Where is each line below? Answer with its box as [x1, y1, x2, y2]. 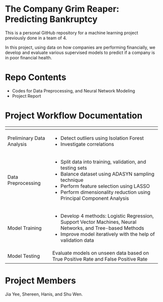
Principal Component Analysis [60, 195, 130, 201]
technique [60, 177, 83, 183]
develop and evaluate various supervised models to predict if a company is [5, 50, 155, 55]
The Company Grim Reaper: [5, 3, 120, 15]
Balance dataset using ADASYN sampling [60, 170, 155, 177]
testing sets [60, 164, 87, 171]
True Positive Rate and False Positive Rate [52, 255, 148, 262]
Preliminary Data [7, 135, 45, 142]
